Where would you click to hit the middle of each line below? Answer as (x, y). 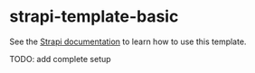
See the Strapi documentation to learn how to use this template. (128, 41)
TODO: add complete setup (60, 59)
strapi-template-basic (94, 17)
